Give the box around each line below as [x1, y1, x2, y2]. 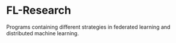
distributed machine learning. [6, 29, 80, 36]
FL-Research [6, 4, 71, 17]
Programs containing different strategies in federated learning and [6, 23, 171, 30]
